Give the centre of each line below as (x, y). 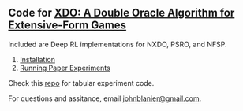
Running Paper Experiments (65, 68)
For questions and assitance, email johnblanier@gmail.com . (105, 98)
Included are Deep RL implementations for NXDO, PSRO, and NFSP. (118, 44)
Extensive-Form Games (67, 26)
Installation (37, 59)
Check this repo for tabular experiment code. (81, 83)
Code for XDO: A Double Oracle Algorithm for (121, 13)
